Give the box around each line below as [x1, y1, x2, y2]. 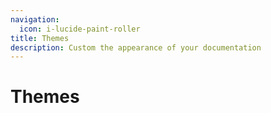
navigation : [10, 14, 60, 25]
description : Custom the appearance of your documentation [10, 42, 262, 53]
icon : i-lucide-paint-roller [19, 24, 141, 34]
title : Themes [10, 33, 70, 43]
